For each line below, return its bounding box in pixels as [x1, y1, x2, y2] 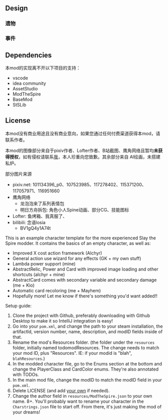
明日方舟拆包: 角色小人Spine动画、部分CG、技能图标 [20, 206, 129, 213]
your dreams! [12, 409, 40, 415]
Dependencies [5, 50, 52, 60]
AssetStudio [12, 86, 38, 92]
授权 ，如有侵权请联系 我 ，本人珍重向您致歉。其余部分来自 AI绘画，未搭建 [9, 153, 161, 160]
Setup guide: [5, 302, 32, 308]
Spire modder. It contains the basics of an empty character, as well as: [5, 240, 151, 246]
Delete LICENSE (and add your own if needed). [12, 387, 110, 393]
